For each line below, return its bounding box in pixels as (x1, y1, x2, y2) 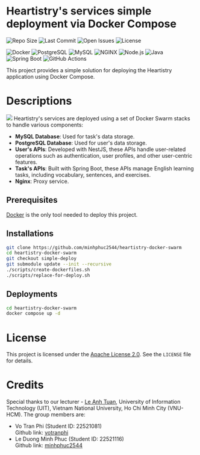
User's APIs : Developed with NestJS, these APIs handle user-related (14, 146, 186, 153)
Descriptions (6, 94, 72, 108)
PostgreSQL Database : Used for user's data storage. (14, 139, 148, 146)
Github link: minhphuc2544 (14, 442, 83, 449)
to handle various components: (6, 121, 83, 128)
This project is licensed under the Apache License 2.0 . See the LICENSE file (6, 351, 192, 358)
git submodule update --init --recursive (6, 261, 112, 267)
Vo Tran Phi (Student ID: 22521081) (14, 422, 102, 430)
